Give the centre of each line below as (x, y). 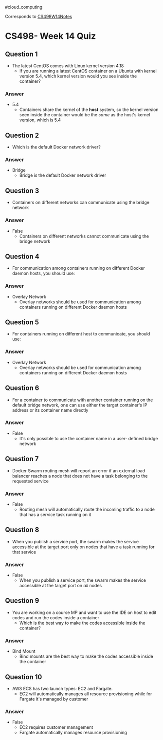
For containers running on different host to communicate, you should (81, 334)
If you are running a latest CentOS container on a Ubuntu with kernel (88, 71)
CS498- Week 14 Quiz (51, 36)
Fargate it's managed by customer (54, 699)
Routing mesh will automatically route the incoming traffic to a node (87, 509)
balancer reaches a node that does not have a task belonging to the (80, 476)
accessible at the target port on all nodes (61, 586)
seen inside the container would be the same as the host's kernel (85, 115)
